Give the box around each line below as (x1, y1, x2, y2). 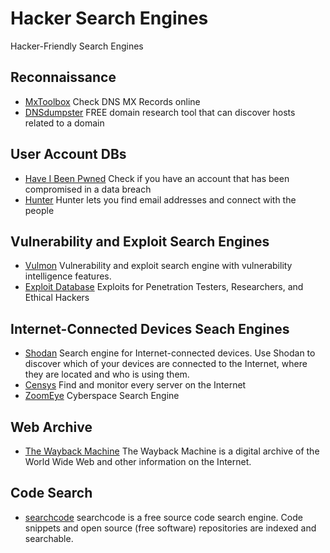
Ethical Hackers (24, 292, 90, 304)
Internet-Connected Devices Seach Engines (10, 320, 290, 337)
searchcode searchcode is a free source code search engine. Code (24, 511, 303, 523)
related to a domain (24, 117, 105, 129)
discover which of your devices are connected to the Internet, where (24, 358, 308, 370)
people (24, 204, 55, 216)
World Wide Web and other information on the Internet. (24, 456, 252, 467)
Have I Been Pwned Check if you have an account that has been (24, 172, 290, 184)
